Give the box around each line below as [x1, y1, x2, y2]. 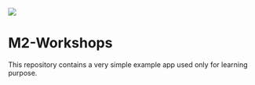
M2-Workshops [8, 34, 113, 52]
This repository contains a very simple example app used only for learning [8, 59, 249, 69]
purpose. [8, 68, 38, 77]
